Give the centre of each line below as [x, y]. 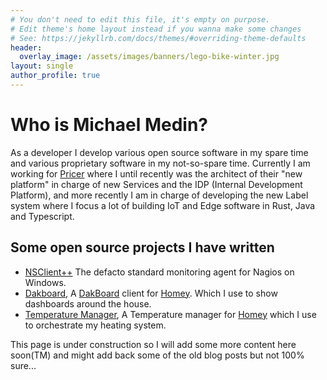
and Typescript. [42, 216]
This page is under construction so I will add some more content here [153, 344]
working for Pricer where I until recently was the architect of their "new [156, 173]
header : [26, 47]
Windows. [45, 282]
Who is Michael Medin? [109, 125]
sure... [23, 365]
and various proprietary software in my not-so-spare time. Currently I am [160, 163]
